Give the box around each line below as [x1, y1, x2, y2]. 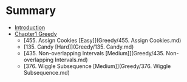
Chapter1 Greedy [14, 30, 57, 37]
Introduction [14, 24, 46, 31]
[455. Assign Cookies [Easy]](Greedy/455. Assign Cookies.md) [23, 36, 182, 44]
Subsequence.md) [23, 69, 70, 76]
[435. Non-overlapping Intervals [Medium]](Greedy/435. [23, 49, 165, 56]
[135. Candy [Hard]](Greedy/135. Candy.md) [23, 43, 134, 50]
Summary [5, 4, 56, 18]
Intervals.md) [55, 56, 89, 63]
